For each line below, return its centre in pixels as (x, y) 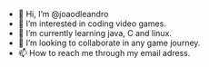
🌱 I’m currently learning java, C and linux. (95, 33)
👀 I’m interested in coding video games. (92, 24)
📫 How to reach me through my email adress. (104, 53)
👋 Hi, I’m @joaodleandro (63, 14)
